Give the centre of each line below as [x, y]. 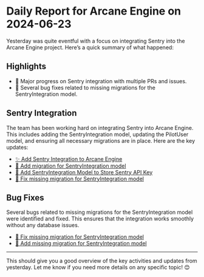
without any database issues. [43, 225]
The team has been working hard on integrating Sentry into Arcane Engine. [100, 128]
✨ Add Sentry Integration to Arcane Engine [69, 159]
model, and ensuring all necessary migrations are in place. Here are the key [101, 140]
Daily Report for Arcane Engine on [93, 11]
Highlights [26, 67]
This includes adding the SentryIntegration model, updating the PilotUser [97, 134]
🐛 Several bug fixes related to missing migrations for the [85, 87]
